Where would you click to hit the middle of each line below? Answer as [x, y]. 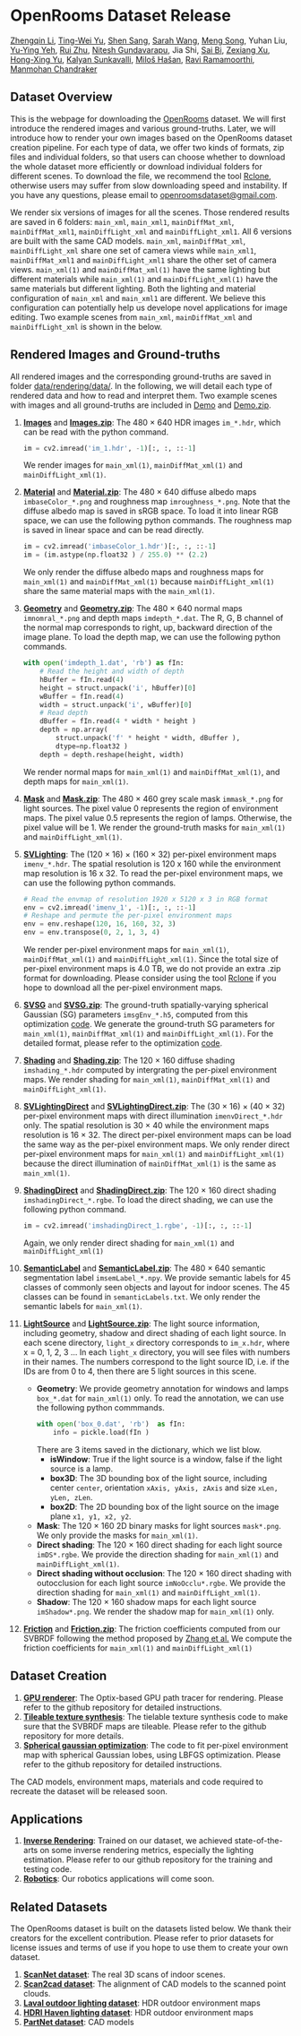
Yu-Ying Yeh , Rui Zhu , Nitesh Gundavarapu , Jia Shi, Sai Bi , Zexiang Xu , [140, 49]
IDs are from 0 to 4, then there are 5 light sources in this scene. [140, 1371]
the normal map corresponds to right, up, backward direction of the [147, 627]
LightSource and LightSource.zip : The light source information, [142, 1324]
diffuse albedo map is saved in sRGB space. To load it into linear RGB [150, 511]
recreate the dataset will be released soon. [89, 1791]
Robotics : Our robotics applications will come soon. [119, 1879]
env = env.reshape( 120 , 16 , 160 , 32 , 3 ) [99, 924]
